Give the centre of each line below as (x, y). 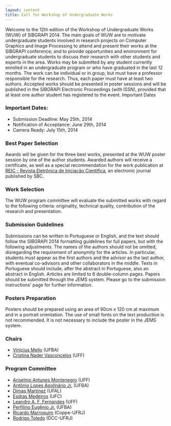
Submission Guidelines (34, 225)
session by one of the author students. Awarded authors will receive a (79, 160)
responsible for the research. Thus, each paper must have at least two (79, 78)
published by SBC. (25, 176)
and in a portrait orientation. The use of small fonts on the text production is (85, 314)
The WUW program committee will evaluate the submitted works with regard (86, 201)
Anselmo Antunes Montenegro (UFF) (51, 380)
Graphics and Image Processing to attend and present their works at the (81, 46)
